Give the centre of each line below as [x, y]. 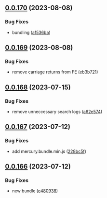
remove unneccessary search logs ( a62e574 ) [57, 112]
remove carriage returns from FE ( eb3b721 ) [55, 72]
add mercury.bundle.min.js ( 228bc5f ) [49, 151]
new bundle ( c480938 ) [35, 191]
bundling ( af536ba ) [31, 32]
